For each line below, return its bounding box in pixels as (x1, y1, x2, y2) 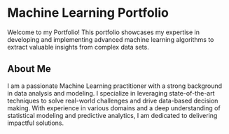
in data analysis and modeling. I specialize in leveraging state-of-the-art (7, 89, 215, 97)
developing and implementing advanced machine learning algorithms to (7, 35, 214, 43)
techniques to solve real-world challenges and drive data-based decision (7, 96, 218, 105)
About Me (7, 63, 51, 75)
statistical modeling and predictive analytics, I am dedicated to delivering (7, 111, 218, 119)
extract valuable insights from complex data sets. (7, 43, 149, 51)
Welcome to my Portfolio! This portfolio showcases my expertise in (7, 28, 200, 36)
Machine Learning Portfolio (7, 5, 169, 21)
